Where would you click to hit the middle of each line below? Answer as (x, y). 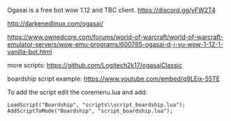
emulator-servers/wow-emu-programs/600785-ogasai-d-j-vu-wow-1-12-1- (115, 44)
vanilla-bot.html (30, 52)
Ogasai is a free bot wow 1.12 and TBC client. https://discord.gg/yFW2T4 (112, 10)
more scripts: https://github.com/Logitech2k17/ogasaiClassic (95, 65)
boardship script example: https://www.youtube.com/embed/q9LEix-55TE (114, 79)
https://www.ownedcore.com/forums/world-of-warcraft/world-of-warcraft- (115, 37)
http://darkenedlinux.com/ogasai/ (55, 23)
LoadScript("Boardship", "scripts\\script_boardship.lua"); (97, 105)
